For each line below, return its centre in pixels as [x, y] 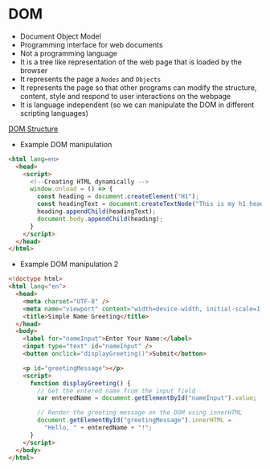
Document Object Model [61, 36]
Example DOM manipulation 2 [69, 264]
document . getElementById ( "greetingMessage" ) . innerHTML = [134, 420]
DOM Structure [33, 129]
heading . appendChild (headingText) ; [97, 212]
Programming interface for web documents [91, 44]
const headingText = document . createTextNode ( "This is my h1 [142, 204]
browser [34, 70]
